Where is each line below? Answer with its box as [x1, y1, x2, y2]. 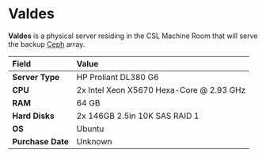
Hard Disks [12, 110, 55, 121]
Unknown [76, 136, 112, 147]
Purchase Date [12, 136, 69, 147]
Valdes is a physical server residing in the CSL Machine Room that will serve [8, 31, 258, 40]
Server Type [12, 71, 60, 82]
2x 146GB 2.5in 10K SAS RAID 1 [76, 110, 199, 121]
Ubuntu [76, 123, 104, 134]
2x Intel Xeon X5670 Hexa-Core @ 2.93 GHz [76, 84, 246, 95]
